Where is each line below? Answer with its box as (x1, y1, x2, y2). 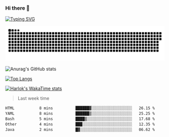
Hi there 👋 (5, 5, 30, 12)
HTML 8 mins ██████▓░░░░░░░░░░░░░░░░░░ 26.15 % (5, 106, 155, 111)
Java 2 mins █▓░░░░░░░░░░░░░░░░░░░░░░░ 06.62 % (5, 127, 155, 132)
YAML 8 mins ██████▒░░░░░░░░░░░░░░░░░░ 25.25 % (5, 111, 155, 116)
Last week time (17, 96, 50, 102)
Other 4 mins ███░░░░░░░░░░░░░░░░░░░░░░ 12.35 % (5, 121, 155, 127)
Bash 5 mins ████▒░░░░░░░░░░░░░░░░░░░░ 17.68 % (5, 116, 155, 121)
